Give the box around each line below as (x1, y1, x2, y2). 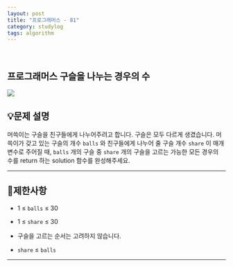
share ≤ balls (17, 246, 57, 254)
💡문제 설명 (7, 110, 50, 122)
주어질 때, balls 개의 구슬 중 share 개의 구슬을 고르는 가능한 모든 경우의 (25, 147, 219, 156)
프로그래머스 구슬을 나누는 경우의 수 (7, 70, 150, 82)
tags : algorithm (7, 29, 54, 37)
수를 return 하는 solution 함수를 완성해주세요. (7, 156, 130, 164)
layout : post (7, 10, 45, 17)
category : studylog (7, 23, 64, 30)
